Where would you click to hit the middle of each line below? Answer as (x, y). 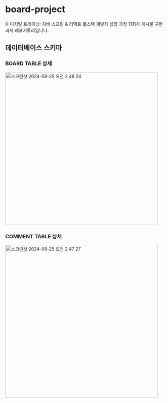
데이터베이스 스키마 (34, 48)
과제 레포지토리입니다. (27, 30)
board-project (35, 9)
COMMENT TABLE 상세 (34, 236)
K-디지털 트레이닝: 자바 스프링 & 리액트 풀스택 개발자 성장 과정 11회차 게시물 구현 (84, 24)
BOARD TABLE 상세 (29, 63)
